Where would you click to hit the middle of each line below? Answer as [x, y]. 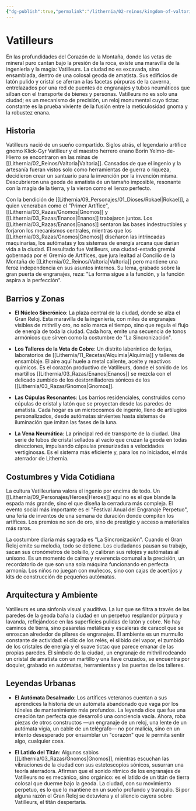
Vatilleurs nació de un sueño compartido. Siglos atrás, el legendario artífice [96, 145]
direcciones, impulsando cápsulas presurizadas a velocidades [89, 446]
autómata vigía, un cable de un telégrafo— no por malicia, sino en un [97, 729]
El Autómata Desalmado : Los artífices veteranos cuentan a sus [91, 697]
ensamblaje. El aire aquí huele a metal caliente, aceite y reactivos [92, 361]
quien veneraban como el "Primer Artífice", [58, 206]
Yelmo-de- [162, 151]
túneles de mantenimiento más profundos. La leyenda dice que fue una [100, 710]
